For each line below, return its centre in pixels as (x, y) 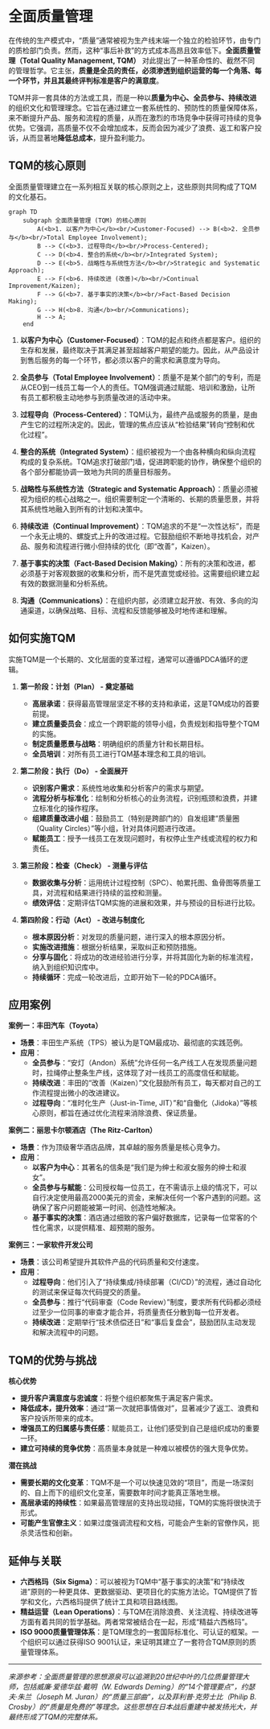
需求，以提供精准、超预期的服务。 (102, 1228)
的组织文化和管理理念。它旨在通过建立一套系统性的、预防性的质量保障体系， (135, 107)
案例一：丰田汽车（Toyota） (55, 1026)
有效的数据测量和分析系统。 (66, 583)
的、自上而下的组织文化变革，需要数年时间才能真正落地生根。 (122, 1492)
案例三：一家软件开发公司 (51, 1245)
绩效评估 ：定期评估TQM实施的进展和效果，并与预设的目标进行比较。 (145, 903)
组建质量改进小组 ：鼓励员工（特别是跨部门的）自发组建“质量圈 (135, 818)
